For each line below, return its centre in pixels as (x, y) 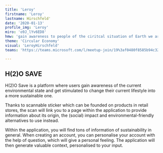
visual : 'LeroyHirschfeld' (32, 46)
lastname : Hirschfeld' (28, 18)
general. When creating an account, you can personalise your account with (80, 135)
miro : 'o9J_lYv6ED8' (26, 32)
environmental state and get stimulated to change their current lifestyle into (80, 91)
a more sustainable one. (29, 96)
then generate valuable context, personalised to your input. (64, 145)
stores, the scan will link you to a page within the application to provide (76, 110)
